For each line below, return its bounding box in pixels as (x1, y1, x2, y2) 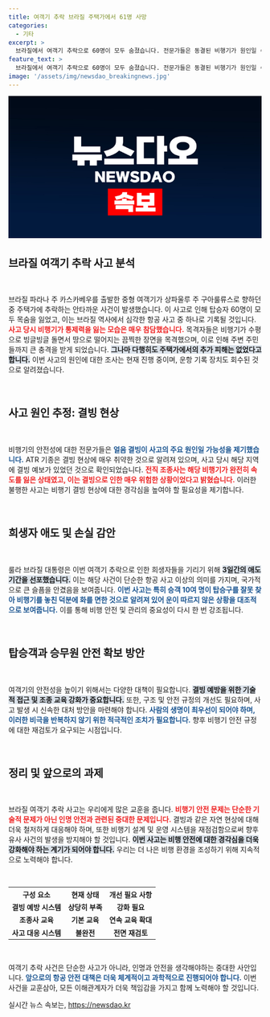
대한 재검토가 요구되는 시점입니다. (16, 724, 122, 735)
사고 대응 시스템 (11, 928, 62, 937)
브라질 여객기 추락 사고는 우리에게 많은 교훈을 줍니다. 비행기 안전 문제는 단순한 (8, 805, 252, 814)
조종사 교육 (18, 915, 54, 925)
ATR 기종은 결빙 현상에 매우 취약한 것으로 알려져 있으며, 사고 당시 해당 (25, 454, 244, 464)
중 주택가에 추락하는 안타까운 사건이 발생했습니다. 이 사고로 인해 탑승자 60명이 (8, 305, 253, 314)
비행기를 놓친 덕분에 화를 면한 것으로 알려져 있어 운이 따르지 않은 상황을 (16, 595, 235, 605)
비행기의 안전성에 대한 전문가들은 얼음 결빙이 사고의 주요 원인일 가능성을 (8, 445, 232, 454)
